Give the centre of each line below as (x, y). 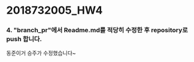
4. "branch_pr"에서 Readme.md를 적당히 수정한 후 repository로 (97, 30)
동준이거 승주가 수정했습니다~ (41, 53)
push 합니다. (24, 39)
